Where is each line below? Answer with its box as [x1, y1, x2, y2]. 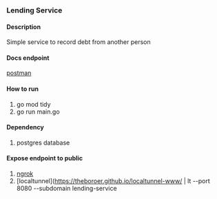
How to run [6, 85, 39, 93]
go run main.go [16, 107, 60, 116]
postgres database [16, 138, 70, 147]
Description [6, 23, 41, 31]
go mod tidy [16, 100, 51, 108]
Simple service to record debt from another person [6, 38, 151, 46]
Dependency [6, 123, 44, 132]
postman [6, 69, 32, 77]
